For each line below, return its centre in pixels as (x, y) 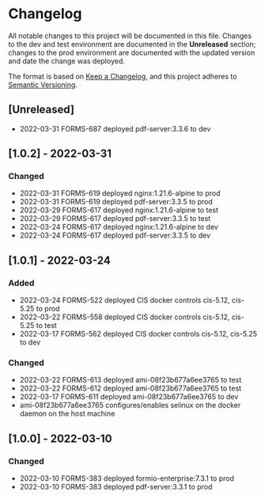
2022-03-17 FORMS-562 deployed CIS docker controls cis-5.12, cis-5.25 (138, 334)
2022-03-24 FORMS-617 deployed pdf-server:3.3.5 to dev (115, 235)
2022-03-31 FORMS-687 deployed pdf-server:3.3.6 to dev (115, 128)
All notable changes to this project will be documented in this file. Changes (130, 36)
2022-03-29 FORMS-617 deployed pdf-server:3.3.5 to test (115, 219)
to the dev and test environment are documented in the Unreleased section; (132, 44)
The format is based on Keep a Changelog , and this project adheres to (123, 76)
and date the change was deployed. (66, 61)
